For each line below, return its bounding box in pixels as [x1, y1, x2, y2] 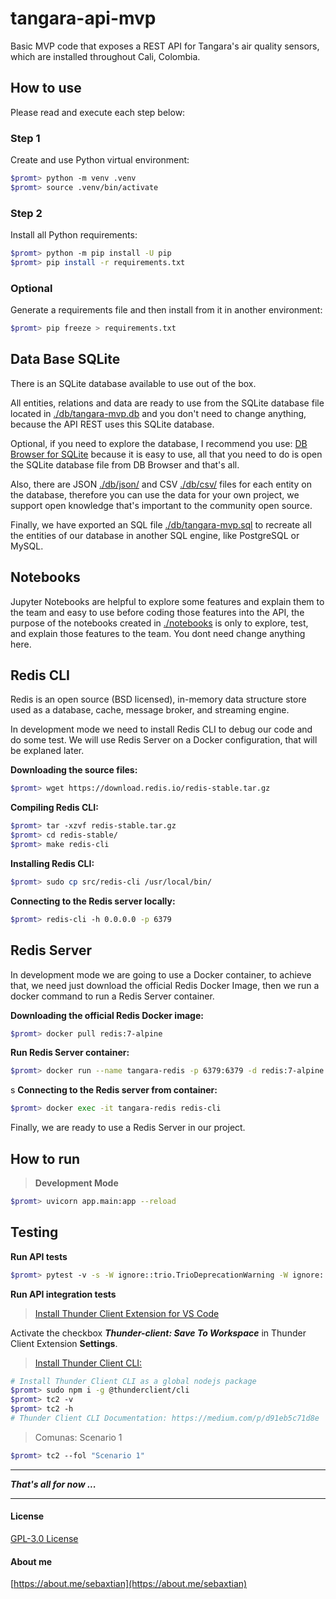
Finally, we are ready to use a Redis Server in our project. [10, 1122, 246, 1134]
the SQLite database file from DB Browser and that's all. [10, 458, 240, 471]
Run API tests [10, 1250, 68, 1262]
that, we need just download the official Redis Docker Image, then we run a [10, 979, 320, 991]
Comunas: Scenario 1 [34, 1431, 123, 1443]
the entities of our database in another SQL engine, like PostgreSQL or [10, 529, 300, 541]
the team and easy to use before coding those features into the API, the [10, 606, 305, 618]
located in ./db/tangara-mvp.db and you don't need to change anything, [10, 407, 307, 419]
